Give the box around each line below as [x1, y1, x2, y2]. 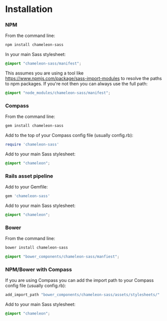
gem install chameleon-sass [5, 123, 64, 128]
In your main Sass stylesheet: [5, 51, 66, 57]
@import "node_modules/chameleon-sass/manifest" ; [5, 90, 111, 95]
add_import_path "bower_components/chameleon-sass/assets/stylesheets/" [5, 292, 160, 297]
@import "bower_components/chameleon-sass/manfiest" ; [5, 254, 120, 259]
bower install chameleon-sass [5, 245, 68, 250]
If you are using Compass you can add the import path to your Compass [5, 277, 154, 283]
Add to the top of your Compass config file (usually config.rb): [5, 132, 133, 138]
